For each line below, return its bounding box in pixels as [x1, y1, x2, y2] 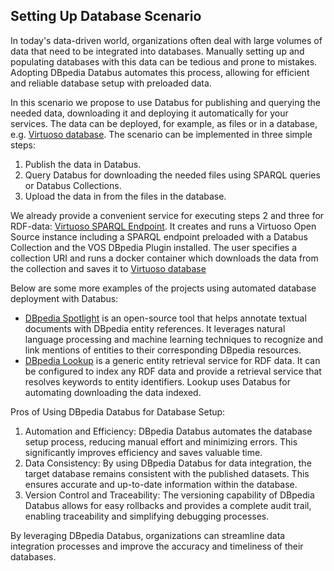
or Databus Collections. [24, 179, 122, 191]
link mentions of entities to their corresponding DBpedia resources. [24, 344, 302, 356]
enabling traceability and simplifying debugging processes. [24, 510, 270, 522]
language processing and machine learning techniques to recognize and [24, 333, 323, 345]
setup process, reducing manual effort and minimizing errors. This [24, 435, 298, 448]
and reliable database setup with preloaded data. [10, 77, 212, 89]
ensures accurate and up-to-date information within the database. [24, 478, 298, 490]
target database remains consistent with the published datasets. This [24, 467, 310, 479]
